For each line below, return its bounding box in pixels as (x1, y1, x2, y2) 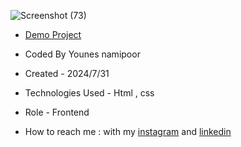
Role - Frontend (24, 106, 90, 118)
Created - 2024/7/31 (24, 68, 110, 79)
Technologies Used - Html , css (24, 87, 155, 99)
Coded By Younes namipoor (24, 48, 141, 60)
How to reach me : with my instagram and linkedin (24, 126, 232, 137)
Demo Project (24, 29, 82, 40)
